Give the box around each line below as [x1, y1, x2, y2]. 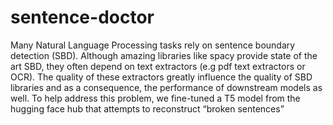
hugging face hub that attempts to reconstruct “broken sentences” [10, 102, 285, 115]
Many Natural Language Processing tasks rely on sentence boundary [10, 39, 296, 51]
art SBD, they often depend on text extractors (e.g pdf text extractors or [10, 60, 306, 72]
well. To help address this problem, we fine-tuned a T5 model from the [10, 92, 301, 104]
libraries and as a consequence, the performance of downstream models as [10, 81, 323, 93]
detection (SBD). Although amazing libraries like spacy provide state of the [10, 49, 318, 61]
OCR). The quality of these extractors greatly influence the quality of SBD [10, 71, 313, 83]
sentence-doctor [10, 6, 155, 29]
